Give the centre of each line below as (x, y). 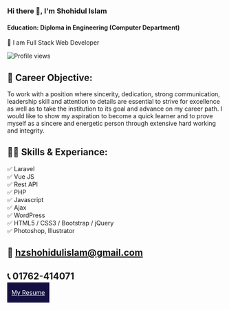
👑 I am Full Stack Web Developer (53, 43)
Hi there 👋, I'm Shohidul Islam (57, 11)
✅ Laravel (21, 168)
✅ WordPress (26, 215)
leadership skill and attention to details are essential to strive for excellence (113, 101)
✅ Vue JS (21, 176)
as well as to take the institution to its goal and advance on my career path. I (115, 109)
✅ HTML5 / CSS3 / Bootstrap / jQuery (61, 223)
